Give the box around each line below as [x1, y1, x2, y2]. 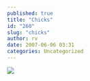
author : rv [7, 35, 38, 42]
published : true [7, 10, 53, 17]
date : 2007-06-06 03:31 [7, 42, 75, 48]
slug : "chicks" [7, 29, 50, 36]
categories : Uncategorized [7, 48, 84, 55]
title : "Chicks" [7, 16, 53, 23]
